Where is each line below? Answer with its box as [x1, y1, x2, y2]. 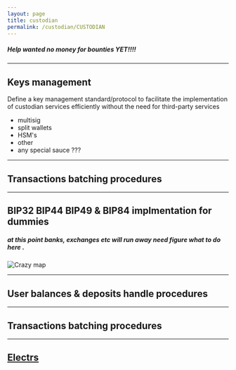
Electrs [7, 352, 39, 364]
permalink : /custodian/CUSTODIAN [7, 23, 105, 30]
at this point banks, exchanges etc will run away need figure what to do [7, 235, 221, 243]
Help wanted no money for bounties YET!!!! [7, 45, 137, 53]
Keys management [7, 76, 91, 88]
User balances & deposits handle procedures [7, 288, 209, 300]
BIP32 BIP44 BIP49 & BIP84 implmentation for [7, 205, 212, 217]
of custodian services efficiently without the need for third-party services [7, 103, 220, 111]
